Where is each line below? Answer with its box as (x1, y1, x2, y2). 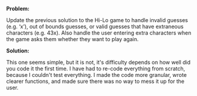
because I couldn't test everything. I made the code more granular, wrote (6, 72, 187, 78)
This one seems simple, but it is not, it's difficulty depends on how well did (6, 59, 191, 66)
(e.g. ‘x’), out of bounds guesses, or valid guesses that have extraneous (6, 23, 184, 30)
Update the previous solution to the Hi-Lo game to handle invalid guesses (6, 17, 188, 23)
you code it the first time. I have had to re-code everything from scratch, (6, 65, 186, 72)
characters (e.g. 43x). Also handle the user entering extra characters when (6, 29, 192, 36)
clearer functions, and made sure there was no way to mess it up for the (6, 78, 185, 85)
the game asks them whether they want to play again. (6, 36, 139, 42)
